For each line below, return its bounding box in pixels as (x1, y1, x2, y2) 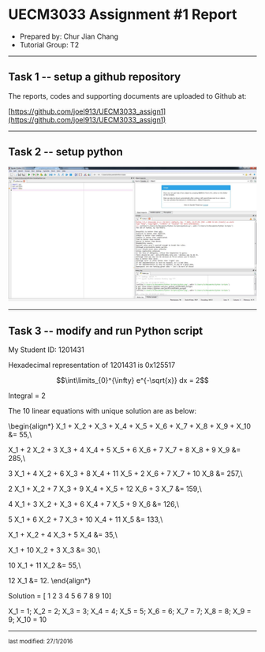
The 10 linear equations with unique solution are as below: (8, 407, 197, 416)
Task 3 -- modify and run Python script (8, 324, 203, 337)
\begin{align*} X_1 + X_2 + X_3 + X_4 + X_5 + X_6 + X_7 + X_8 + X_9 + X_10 (8, 422, 251, 431)
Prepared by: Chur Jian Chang (19, 32, 119, 41)
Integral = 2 (8, 391, 46, 400)
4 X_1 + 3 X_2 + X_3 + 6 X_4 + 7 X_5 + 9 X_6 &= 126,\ (8, 500, 180, 509)
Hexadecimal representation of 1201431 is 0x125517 (8, 361, 176, 370)
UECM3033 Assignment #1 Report (8, 6, 237, 24)
